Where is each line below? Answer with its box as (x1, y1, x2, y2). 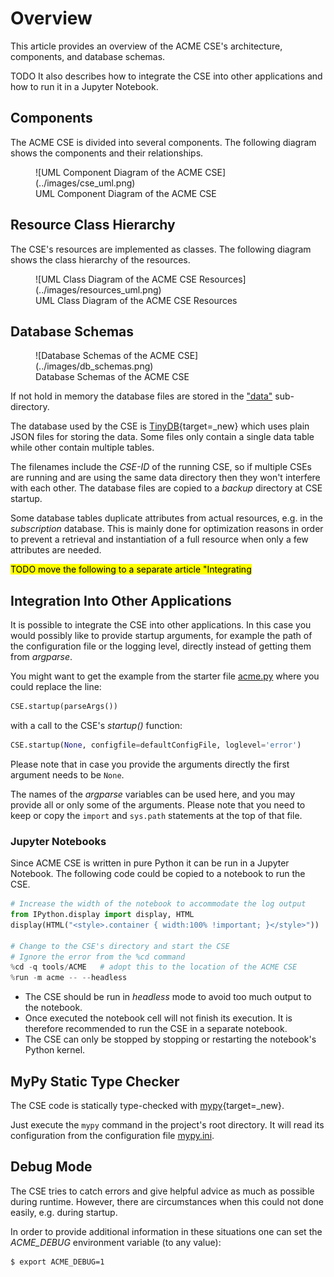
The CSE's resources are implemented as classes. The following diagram (10, 243, 312, 255)
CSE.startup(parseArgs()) (10, 702, 118, 712)
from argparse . (10, 651, 73, 663)
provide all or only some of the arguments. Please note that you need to (10, 798, 306, 811)
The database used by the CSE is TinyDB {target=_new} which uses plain (10, 420, 310, 432)
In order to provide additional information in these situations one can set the (10, 1225, 323, 1237)
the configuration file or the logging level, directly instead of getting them (10, 640, 312, 652)
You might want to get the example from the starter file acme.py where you (10, 670, 320, 682)
